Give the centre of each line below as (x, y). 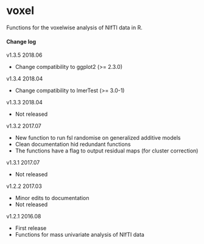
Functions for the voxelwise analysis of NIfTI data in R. (75, 27)
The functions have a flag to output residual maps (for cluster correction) (107, 151)
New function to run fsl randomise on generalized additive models (98, 138)
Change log (21, 41)
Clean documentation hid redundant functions (73, 145)
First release (31, 228)
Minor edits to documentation (52, 198)
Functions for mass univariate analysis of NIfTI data (80, 235)
